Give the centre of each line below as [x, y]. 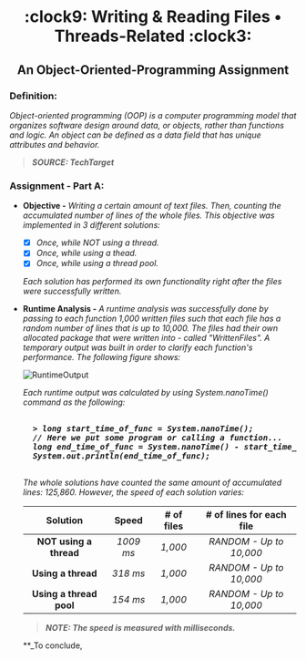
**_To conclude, [52, 645]
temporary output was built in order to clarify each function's [138, 347]
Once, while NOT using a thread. [97, 242]
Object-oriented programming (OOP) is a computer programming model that [153, 115]
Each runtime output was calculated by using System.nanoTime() [145, 393]
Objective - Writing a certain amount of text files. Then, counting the [152, 206]
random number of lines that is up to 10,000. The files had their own [150, 328]
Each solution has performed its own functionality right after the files [152, 282]
